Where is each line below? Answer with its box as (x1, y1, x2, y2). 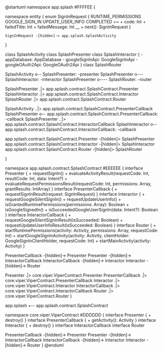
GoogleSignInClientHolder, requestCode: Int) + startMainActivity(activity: (5, 238, 151, 244)
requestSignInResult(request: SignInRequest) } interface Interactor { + (5, 191, 145, 197)
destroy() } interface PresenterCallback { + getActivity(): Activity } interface (5, 317, 156, 323)
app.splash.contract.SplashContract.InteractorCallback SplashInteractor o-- (5, 122, 157, 127)
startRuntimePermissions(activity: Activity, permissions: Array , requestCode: (5, 228, 159, 233)
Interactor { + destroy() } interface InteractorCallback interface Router (5, 322, 145, 328)
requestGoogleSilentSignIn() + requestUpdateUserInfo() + (5, 196, 122, 202)
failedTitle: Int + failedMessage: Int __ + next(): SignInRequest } (5, 24, 131, 30)
